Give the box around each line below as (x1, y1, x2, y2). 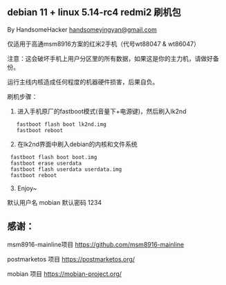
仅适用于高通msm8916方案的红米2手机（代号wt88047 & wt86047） (7, 39, 200, 48)
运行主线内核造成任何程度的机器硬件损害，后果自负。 (7, 77, 159, 86)
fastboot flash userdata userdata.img (10, 165, 122, 173)
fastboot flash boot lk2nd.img (16, 120, 107, 128)
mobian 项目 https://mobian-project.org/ (7, 269, 122, 278)
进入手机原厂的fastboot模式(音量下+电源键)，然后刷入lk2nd (17, 107, 187, 116)
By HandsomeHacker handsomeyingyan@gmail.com (7, 25, 157, 33)
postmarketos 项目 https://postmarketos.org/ (7, 255, 135, 263)
